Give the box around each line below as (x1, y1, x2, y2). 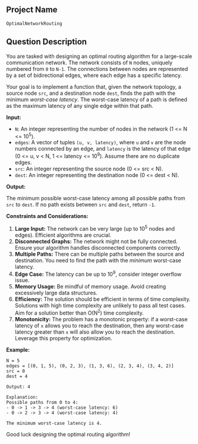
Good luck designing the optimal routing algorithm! (6, 430, 131, 437)
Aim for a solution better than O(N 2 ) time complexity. (14, 308, 144, 316)
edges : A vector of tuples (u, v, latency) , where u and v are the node (14, 139, 186, 146)
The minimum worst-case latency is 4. (6, 420, 102, 426)
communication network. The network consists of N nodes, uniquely (6, 59, 173, 66)
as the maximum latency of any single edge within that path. (6, 102, 153, 109)
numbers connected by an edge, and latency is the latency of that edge (14, 145, 191, 153)
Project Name (6, 5, 58, 15)
